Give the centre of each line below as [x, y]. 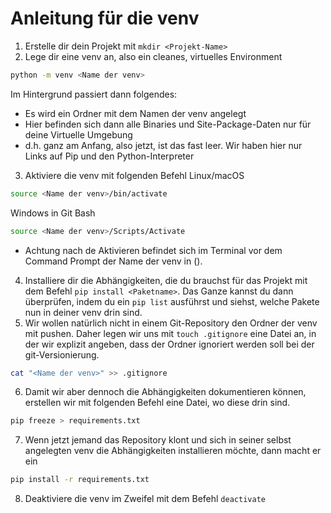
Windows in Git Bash [53, 213]
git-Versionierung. [62, 354]
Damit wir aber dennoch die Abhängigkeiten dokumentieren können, [165, 392]
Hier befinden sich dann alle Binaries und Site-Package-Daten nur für [168, 124]
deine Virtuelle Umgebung [78, 134]
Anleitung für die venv [105, 18]
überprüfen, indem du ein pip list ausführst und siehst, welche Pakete [172, 301]
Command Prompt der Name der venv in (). [113, 261]
